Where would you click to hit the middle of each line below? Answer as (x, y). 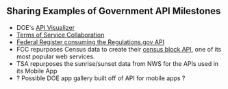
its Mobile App (37, 71)
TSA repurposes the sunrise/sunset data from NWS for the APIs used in (117, 63)
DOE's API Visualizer (46, 27)
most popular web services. (55, 56)
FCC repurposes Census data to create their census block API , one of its (119, 49)
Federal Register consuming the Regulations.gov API (90, 42)
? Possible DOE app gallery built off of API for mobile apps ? (101, 78)
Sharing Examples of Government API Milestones (114, 11)
